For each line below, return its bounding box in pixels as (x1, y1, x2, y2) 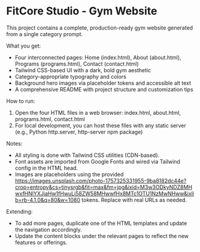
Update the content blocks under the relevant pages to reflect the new (14, 232, 189, 239)
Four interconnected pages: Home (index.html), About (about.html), (14, 54, 181, 61)
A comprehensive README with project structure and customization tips (14, 85, 193, 93)
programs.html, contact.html (14, 115, 85, 123)
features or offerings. (14, 239, 68, 246)
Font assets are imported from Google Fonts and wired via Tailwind (14, 158, 181, 165)
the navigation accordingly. (14, 226, 82, 233)
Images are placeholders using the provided (14, 170, 124, 178)
